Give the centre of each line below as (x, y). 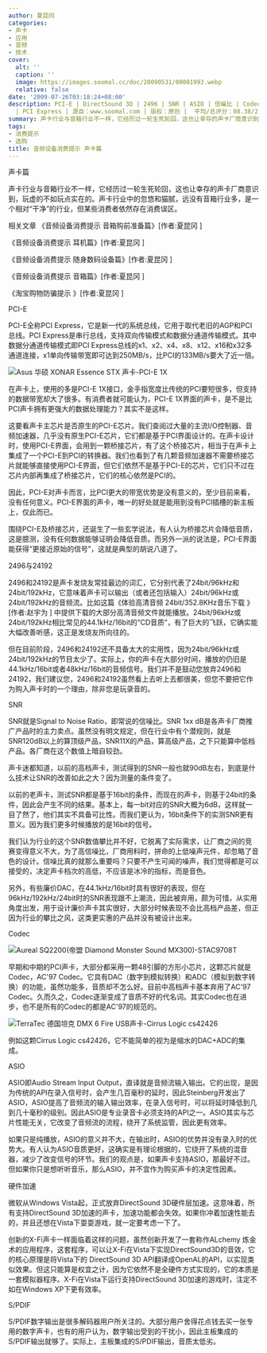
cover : (19, 60)
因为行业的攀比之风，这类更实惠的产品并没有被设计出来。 (102, 918)
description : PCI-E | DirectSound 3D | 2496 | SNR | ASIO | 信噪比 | (124, 104)
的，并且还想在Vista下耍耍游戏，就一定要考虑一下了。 (97, 1223)
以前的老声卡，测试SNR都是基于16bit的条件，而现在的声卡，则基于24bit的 (129, 794)
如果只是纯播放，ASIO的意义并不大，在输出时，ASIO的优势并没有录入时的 (129, 1139)
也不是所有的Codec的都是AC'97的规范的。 (91, 1007)
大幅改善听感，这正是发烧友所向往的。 (71, 632)
